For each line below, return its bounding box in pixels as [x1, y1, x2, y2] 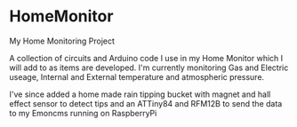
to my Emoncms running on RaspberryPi [9, 107, 157, 118]
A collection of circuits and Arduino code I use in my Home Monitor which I [9, 52, 284, 63]
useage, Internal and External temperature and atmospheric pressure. [9, 71, 265, 82]
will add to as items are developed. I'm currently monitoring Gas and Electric [9, 62, 289, 73]
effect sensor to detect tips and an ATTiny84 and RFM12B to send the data [9, 98, 283, 108]
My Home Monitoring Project [9, 36, 116, 46]
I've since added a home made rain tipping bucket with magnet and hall [9, 89, 271, 99]
